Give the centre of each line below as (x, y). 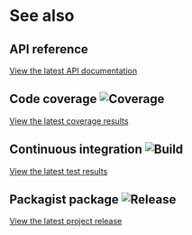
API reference (49, 49)
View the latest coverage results (69, 121)
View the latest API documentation (73, 70)
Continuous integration (76, 150)
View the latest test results (59, 171)
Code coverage (53, 99)
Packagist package (64, 200)
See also (42, 16)
